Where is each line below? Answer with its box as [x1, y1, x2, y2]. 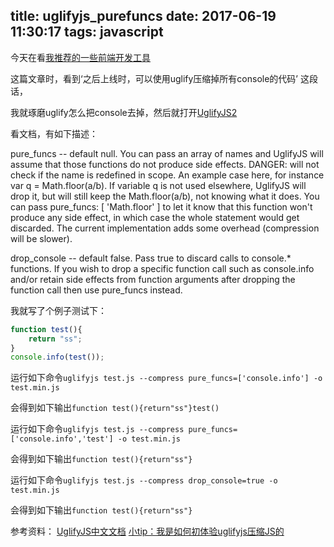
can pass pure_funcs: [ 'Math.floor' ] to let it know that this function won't [10, 200, 313, 213]
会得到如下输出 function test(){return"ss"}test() [10, 402, 220, 414]
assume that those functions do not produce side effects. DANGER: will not [10, 158, 320, 170]
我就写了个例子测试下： [10, 304, 107, 316]
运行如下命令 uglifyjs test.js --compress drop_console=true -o [10, 474, 278, 486]
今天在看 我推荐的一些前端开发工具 [10, 51, 151, 63]
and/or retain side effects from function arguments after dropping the [10, 273, 296, 285]
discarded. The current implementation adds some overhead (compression [10, 222, 320, 234]
